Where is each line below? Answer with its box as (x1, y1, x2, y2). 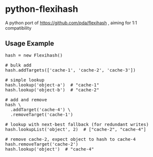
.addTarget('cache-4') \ (10, 107, 71, 112)
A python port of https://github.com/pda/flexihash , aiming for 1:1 (5, 20, 137, 26)
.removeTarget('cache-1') (10, 112, 73, 117)
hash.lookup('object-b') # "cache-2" (5, 87, 100, 92)
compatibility (5, 25, 32, 31)
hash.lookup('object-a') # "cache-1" (5, 82, 100, 87)
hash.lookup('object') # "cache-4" (5, 146, 94, 152)
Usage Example (5, 39, 54, 48)
